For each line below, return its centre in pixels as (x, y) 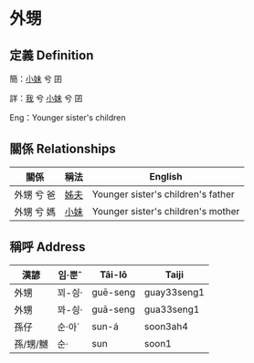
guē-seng (113, 292)
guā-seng (113, 309)
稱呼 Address (48, 247)
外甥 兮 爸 (35, 194)
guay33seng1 (175, 292)
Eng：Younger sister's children (68, 118)
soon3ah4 (167, 327)
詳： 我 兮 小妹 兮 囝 (46, 98)
